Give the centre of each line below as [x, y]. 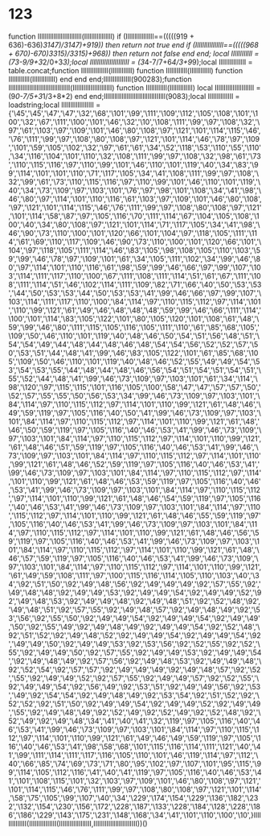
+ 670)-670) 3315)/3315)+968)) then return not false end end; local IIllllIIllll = [134, 53]
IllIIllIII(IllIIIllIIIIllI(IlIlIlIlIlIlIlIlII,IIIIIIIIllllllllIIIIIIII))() [78, 823]
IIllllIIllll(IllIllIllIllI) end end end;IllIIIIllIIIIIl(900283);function [100, 79]
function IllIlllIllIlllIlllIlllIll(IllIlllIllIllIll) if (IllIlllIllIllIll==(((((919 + [101, 36]
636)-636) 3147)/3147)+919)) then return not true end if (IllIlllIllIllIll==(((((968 [133, 44]
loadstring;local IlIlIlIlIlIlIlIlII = [55, 105]
